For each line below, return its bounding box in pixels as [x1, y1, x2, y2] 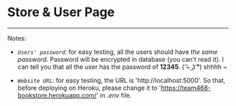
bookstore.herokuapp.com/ [17, 91, 97, 99]
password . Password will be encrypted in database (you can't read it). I [17, 55, 224, 63]
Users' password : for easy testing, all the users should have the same [17, 47, 218, 56]
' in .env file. [96, 91, 132, 99]
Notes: [7, 34, 27, 42]
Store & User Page [7, 4, 115, 20]
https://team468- [160, 84, 211, 92]
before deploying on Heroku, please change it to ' [17, 84, 162, 92]
